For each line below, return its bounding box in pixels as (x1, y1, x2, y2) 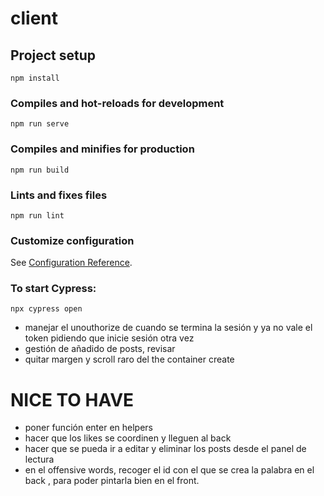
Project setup (10, 47, 97, 64)
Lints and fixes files (10, 188, 108, 202)
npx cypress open (10, 304, 83, 314)
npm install (10, 73, 60, 83)
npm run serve (10, 119, 70, 129)
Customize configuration (10, 233, 135, 247)
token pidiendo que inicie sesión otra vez (24, 332, 195, 344)
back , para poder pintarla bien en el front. (24, 475, 200, 487)
